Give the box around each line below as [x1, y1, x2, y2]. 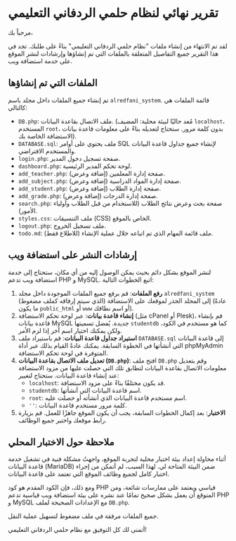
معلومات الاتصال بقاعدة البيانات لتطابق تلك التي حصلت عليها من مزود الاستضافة [18, 363, 227, 372]
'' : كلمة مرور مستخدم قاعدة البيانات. [28, 400, 127, 409]
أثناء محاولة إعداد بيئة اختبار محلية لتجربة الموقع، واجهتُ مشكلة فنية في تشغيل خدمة [8, 455, 227, 463]
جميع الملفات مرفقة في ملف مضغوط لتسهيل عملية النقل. [8, 511, 159, 521]
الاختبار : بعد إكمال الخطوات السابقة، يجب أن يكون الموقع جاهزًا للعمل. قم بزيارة [18, 408, 225, 417]
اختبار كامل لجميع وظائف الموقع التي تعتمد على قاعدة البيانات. [8, 469, 170, 478]
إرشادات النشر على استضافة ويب [8, 249, 137, 261]
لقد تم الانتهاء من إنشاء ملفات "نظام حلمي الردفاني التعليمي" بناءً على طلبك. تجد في [8, 41, 228, 50]
